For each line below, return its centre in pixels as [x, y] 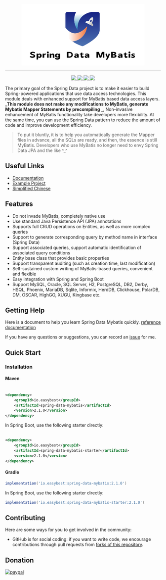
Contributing [25, 518]
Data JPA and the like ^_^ [42, 150]
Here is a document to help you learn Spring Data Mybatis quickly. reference [83, 322]
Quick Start [23, 353]
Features [19, 204]
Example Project [29, 183]
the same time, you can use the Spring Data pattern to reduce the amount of [83, 120]
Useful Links [25, 166]
